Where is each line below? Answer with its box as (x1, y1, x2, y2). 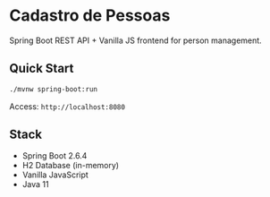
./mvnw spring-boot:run (9, 84, 98, 94)
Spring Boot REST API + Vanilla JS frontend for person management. (9, 35, 262, 46)
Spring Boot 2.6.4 (21, 150, 88, 161)
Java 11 (21, 179, 49, 190)
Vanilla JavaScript (21, 169, 89, 180)
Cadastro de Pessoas (9, 5, 171, 26)
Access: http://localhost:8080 (9, 100, 125, 112)
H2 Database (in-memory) (21, 160, 119, 171)
